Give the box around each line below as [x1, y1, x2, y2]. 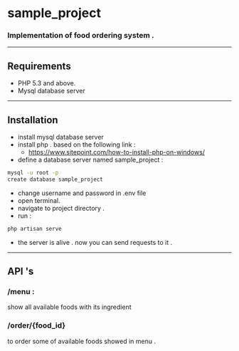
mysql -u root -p [7, 169, 59, 177]
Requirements [7, 60, 71, 72]
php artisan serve [7, 225, 62, 232]
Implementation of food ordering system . [7, 31, 154, 41]
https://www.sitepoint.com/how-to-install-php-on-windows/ [28, 148, 205, 157]
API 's [7, 266, 34, 278]
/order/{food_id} [7, 320, 66, 330]
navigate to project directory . [17, 204, 105, 212]
